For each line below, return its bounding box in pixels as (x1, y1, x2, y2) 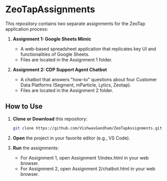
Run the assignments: (12, 145, 59, 151)
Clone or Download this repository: (12, 116, 88, 122)
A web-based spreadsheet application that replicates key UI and (20, 46, 156, 52)
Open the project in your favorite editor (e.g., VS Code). (12, 134, 131, 141)
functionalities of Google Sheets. (20, 51, 90, 57)
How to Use (5, 102, 43, 111)
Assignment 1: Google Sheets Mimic (12, 36, 91, 42)
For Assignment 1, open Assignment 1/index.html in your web (20, 154, 149, 161)
